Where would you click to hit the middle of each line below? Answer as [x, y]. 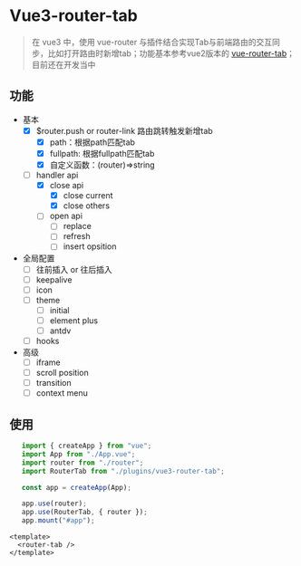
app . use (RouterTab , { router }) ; [84, 513]
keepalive [54, 279]
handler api [57, 175]
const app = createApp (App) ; [76, 487]
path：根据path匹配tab [92, 142]
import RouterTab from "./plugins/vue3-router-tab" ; [123, 471]
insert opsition [90, 246]
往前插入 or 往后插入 [74, 269]
